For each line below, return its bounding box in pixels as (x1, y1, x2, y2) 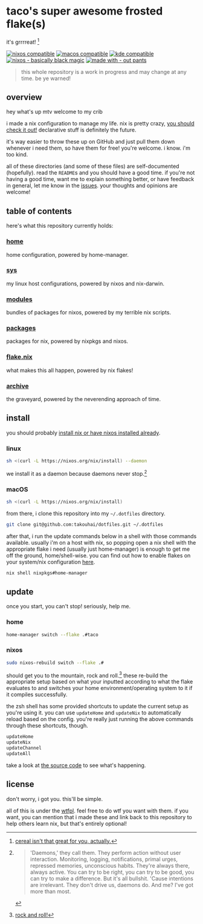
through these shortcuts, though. (6, 722, 89, 730)
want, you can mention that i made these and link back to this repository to (6, 813, 192, 820)
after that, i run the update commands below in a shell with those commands (6, 532, 197, 540)
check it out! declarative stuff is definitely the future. (6, 126, 137, 134)
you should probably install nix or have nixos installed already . (6, 429, 161, 436)
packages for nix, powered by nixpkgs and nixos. (6, 337, 129, 345)
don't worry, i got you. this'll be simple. (6, 795, 103, 802)
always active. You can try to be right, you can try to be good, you (30, 868, 195, 876)
